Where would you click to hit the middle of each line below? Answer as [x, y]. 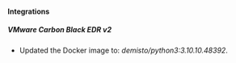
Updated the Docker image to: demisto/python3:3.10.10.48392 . [123, 50]
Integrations [29, 11]
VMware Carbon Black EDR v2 [60, 30]
